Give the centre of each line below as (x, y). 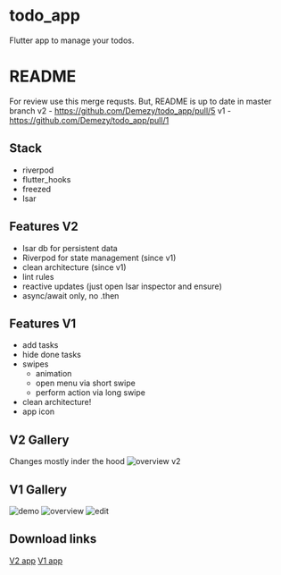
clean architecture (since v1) (74, 267)
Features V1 (43, 323)
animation (54, 374)
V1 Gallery (38, 490)
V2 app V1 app (36, 561)
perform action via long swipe (90, 393)
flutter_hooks (46, 179)
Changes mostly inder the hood (67, 461)
